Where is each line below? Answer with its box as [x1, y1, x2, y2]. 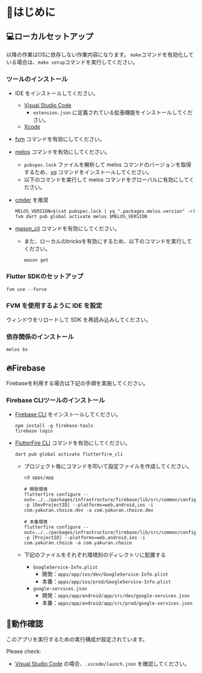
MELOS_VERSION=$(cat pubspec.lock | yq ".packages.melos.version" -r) [14, 209, 196, 215]
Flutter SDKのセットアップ [6, 272, 84, 281]
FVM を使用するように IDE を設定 [6, 301, 102, 309]
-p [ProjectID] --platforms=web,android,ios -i [23, 535, 145, 541]
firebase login [14, 428, 54, 434]
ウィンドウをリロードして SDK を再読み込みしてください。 [6, 316, 151, 323]
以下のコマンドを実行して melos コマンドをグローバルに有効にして [23, 176, 189, 183]
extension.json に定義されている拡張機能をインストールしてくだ [32, 109, 194, 116]
